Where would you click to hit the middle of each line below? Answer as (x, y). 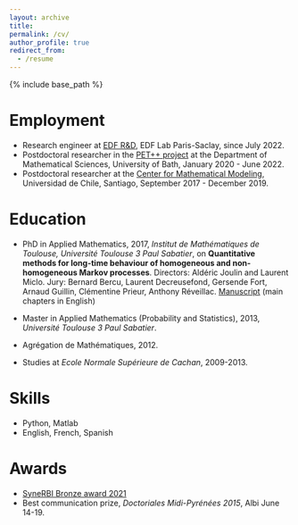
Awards (38, 469)
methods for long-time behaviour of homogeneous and (126, 262)
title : (21, 26)
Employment (57, 121)
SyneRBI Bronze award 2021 (74, 493)
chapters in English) (59, 301)
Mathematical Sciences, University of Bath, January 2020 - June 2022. (153, 164)
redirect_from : (37, 51)
